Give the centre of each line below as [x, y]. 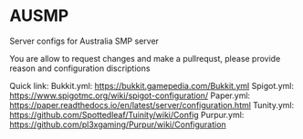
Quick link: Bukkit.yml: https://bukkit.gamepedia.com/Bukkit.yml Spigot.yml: [152, 85]
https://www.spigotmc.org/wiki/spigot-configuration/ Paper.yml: [130, 95]
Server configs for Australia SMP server [84, 41]
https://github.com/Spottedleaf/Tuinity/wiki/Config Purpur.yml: [127, 114]
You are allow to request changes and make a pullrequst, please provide [145, 58]
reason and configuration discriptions [80, 68]
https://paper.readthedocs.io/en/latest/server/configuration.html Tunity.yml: [152, 104]
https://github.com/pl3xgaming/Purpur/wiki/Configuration [118, 124]
